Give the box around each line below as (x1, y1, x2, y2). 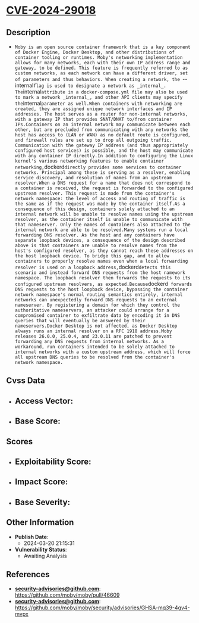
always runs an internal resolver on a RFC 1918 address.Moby (14, 328, 172, 334)
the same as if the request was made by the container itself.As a (14, 201, 185, 207)
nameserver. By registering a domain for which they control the (14, 302, 180, 308)
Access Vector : (14, 395, 73, 406)
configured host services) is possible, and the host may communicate (14, 148, 194, 154)
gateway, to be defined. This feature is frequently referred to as (14, 65, 188, 71)
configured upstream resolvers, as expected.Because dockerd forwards (14, 281, 192, 287)
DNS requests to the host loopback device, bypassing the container (14, 286, 188, 292)
